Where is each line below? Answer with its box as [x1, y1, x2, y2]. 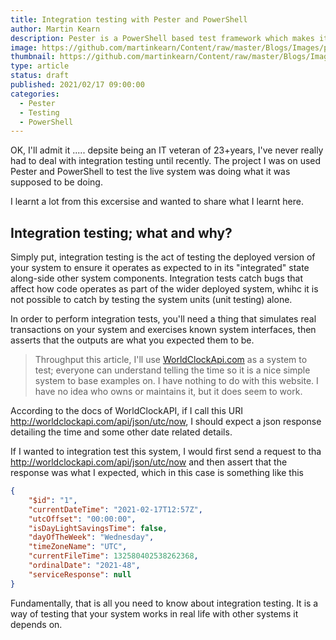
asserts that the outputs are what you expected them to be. [10, 334, 255, 346]
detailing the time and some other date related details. [10, 426, 233, 438]
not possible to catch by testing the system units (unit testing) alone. [10, 294, 293, 306]
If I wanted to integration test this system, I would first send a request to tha [10, 446, 322, 458]
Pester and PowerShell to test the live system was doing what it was [10, 166, 291, 178]
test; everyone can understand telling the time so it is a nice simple [34, 364, 311, 376]
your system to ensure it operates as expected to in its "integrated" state [10, 262, 310, 274]
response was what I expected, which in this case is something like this [10, 467, 305, 479]
